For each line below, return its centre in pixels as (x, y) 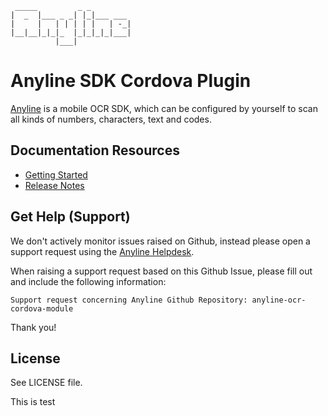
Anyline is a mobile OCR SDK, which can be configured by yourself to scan (164, 108)
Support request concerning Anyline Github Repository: (129, 300)
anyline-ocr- (279, 300)
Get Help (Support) (70, 217)
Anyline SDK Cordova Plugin (131, 81)
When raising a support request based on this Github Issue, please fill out (161, 271)
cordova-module (42, 308)
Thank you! (33, 327)
